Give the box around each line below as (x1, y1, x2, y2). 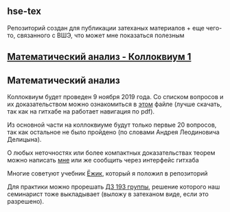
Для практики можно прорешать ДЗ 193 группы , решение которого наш (7, 182, 220, 191)
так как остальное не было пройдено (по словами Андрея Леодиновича (7, 128, 220, 136)
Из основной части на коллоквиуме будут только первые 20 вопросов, (7, 120, 217, 129)
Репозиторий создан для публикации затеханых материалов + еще (7, 23, 205, 32)
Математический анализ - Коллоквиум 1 (7, 51, 192, 63)
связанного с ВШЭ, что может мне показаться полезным (16, 31, 185, 39)
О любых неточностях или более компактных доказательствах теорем (7, 149, 216, 157)
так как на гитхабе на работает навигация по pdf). (7, 107, 155, 116)
